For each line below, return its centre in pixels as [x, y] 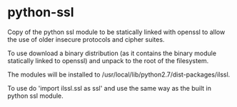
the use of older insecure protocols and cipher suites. [86, 39]
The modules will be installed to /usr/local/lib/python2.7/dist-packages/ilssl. [119, 74]
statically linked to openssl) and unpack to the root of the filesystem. [108, 60]
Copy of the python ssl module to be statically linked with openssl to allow [116, 32]
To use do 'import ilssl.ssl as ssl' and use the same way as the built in [110, 88]
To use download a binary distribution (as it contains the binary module [112, 53]
